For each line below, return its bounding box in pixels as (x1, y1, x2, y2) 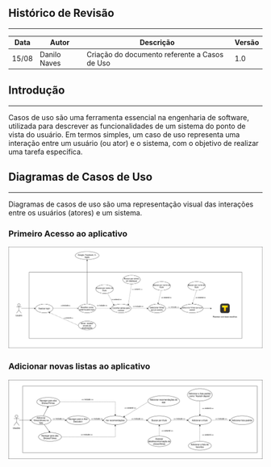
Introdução (8, 84, 65, 98)
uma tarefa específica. (8, 147, 83, 156)
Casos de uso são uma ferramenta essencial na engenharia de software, (8, 112, 250, 122)
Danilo (40, 49, 61, 59)
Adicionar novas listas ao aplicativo (8, 361, 151, 372)
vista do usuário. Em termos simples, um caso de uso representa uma (8, 129, 240, 140)
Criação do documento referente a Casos (86, 49, 224, 59)
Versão (234, 38, 260, 48)
